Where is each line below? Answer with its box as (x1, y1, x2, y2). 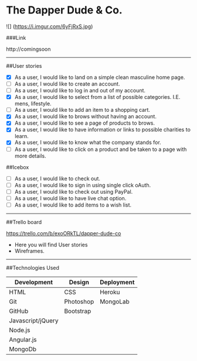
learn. (14, 133, 29, 140)
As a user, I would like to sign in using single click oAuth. (14, 181, 151, 188)
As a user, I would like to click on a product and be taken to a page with (14, 146, 187, 153)
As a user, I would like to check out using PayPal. (14, 188, 133, 195)
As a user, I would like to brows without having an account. (14, 113, 157, 120)
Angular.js (9, 335, 37, 343)
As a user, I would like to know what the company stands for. (14, 139, 161, 146)
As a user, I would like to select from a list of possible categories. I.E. (14, 94, 181, 101)
